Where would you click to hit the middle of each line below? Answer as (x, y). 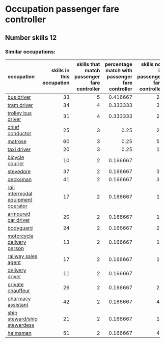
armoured (19, 214)
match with (119, 70)
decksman (20, 179)
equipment (20, 200)
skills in (60, 70)
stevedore (19, 171)
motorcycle (20, 236)
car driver (19, 220)
